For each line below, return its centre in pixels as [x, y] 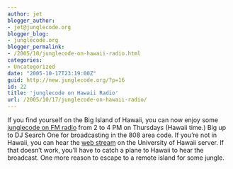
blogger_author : [31, 21]
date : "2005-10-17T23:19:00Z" [52, 73]
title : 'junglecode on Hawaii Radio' [63, 93]
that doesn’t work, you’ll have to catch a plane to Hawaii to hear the [106, 150]
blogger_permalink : [36, 47]
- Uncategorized [31, 67]
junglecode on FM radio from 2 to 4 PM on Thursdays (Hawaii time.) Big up [117, 127]
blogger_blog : [28, 34]
